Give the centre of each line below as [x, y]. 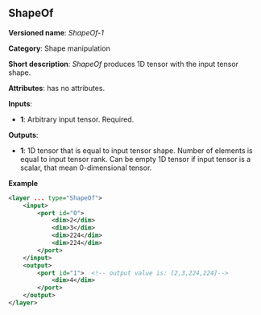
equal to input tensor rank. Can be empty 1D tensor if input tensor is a [135, 159]
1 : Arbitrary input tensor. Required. [77, 119]
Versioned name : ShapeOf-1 [56, 32]
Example [23, 183]
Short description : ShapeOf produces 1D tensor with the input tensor [124, 64]
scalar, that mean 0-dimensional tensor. [86, 168]
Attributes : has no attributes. [57, 88]
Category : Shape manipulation [59, 48]
